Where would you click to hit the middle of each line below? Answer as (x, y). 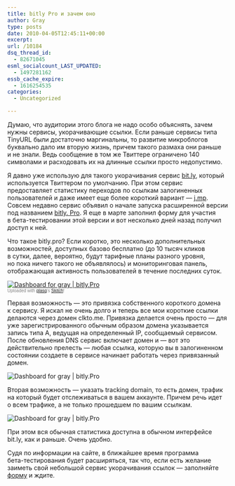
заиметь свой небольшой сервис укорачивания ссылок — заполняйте (113, 468)
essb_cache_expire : (36, 79)
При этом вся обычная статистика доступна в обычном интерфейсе (110, 432)
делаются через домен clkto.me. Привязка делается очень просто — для (117, 318)
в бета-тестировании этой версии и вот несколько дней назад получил (115, 220)
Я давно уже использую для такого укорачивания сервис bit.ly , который (116, 175)
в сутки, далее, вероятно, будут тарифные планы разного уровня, (106, 256)
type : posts (25, 27)
